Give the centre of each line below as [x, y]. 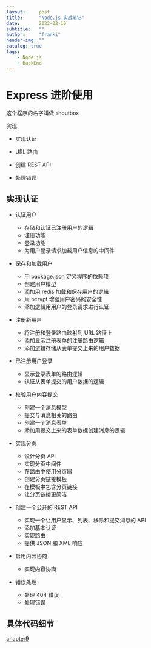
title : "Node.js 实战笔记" [45, 18]
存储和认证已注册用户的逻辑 [59, 228]
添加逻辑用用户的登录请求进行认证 [67, 307]
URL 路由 [26, 152]
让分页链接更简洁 [45, 494]
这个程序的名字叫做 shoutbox [43, 113]
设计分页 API [40, 456]
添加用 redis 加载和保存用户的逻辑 [66, 292]
